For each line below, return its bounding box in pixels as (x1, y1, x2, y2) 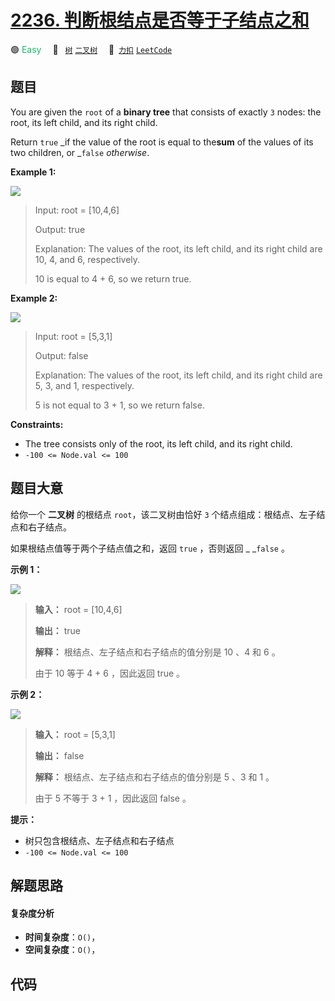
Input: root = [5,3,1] (34, 330, 113, 342)
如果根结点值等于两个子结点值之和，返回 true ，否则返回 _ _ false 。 (10, 542, 290, 554)
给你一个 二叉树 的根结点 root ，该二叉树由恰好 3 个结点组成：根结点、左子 (10, 508, 317, 520)
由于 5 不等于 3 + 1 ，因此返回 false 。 (34, 792, 192, 804)
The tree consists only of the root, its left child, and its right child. (24, 437, 293, 450)
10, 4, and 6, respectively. (34, 253, 141, 265)
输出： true (34, 624, 82, 636)
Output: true (34, 223, 86, 235)
